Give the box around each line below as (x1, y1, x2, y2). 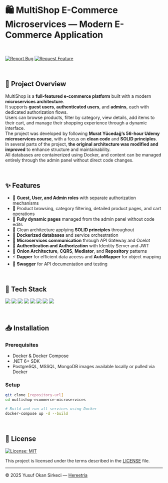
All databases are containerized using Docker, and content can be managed (5, 151, 161, 157)
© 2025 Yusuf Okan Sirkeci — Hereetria (5, 472, 88, 478)
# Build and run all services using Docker (5, 406, 97, 412)
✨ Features (5, 182, 40, 190)
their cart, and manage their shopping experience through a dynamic (5, 119, 147, 126)
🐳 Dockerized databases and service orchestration (12, 232, 118, 238)
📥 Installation (5, 324, 49, 332)
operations (12, 211, 35, 217)
